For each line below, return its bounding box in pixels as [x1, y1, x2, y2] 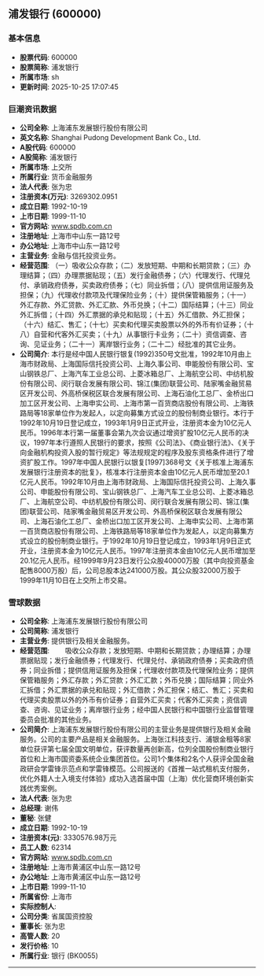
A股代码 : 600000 [19, 142, 76, 152]
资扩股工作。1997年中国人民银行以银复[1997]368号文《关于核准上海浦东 [19, 457, 254, 467]
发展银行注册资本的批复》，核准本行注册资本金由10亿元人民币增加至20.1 [19, 467, 250, 476]
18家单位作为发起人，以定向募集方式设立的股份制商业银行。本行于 [40, 408, 255, 417]
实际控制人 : [19, 902, 57, 911]
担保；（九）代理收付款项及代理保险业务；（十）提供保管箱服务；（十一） [19, 290, 251, 299]
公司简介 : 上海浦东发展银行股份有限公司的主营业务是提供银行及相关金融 [19, 725, 251, 734]
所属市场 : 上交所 [19, 162, 72, 172]
